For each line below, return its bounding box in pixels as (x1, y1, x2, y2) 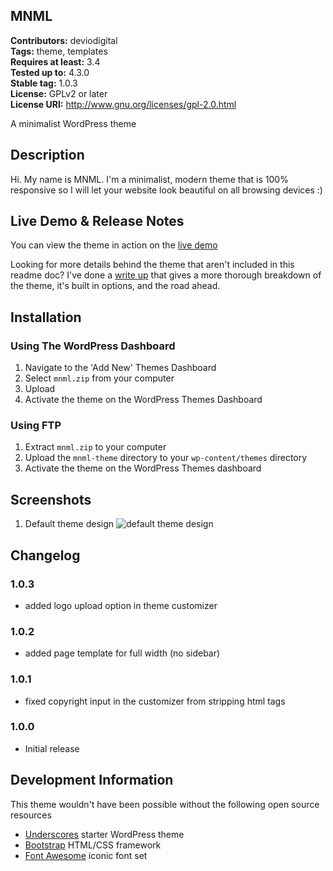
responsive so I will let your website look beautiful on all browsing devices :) (10, 184, 323, 196)
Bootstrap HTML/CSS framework (24, 839, 162, 851)
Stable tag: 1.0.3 (10, 77, 78, 89)
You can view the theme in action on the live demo (10, 239, 218, 251)
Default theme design (24, 518, 115, 530)
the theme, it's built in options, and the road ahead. (10, 280, 221, 292)
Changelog (10, 547, 81, 564)
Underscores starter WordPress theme (24, 828, 185, 840)
